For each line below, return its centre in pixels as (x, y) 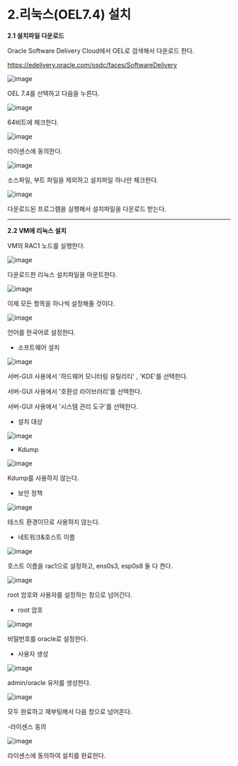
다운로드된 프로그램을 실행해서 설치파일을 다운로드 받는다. (87, 209)
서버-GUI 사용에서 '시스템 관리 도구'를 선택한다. (73, 406)
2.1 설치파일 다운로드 (36, 36)
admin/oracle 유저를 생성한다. (49, 682)
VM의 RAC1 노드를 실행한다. (46, 245)
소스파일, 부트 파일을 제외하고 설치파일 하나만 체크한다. (83, 180)
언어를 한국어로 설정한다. (41, 332)
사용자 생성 (33, 654)
